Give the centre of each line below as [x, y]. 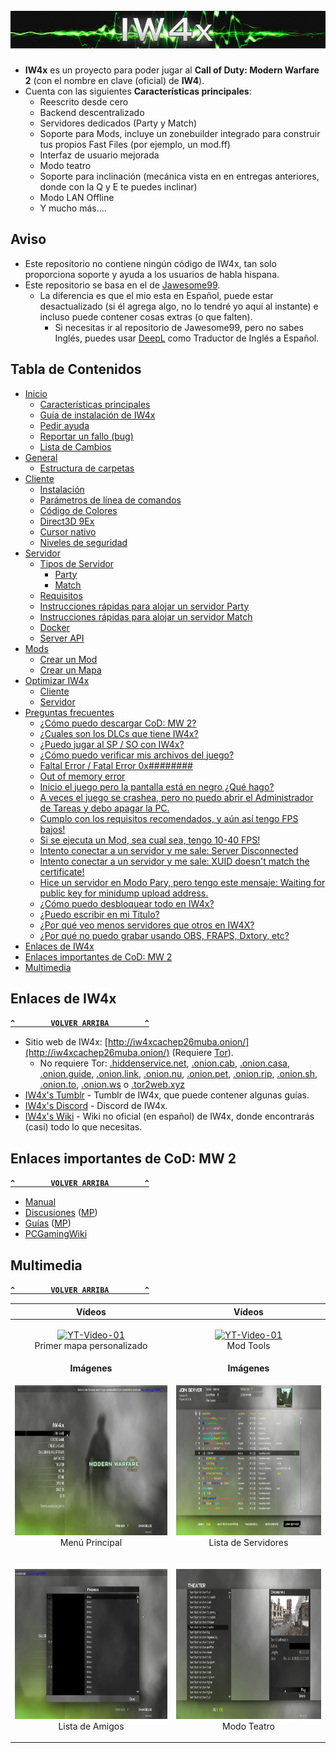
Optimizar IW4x [57, 680]
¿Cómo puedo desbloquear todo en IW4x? [127, 903]
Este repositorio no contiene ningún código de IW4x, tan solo [150, 263]
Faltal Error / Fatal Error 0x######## [116, 765]
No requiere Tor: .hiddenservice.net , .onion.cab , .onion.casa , [165, 1063]
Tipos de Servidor [77, 563]
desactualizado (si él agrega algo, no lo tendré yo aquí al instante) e [179, 306]
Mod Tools [248, 1345]
